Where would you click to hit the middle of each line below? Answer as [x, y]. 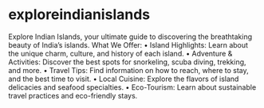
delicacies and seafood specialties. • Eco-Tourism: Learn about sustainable [132, 87]
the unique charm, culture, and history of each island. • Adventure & [120, 53]
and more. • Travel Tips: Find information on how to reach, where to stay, [128, 70]
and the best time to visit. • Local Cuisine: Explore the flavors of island [124, 79]
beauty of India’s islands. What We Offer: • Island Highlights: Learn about [128, 44]
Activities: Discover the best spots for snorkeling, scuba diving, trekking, [127, 62]
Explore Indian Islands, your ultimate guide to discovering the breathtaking [130, 37]
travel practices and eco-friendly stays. [73, 95]
